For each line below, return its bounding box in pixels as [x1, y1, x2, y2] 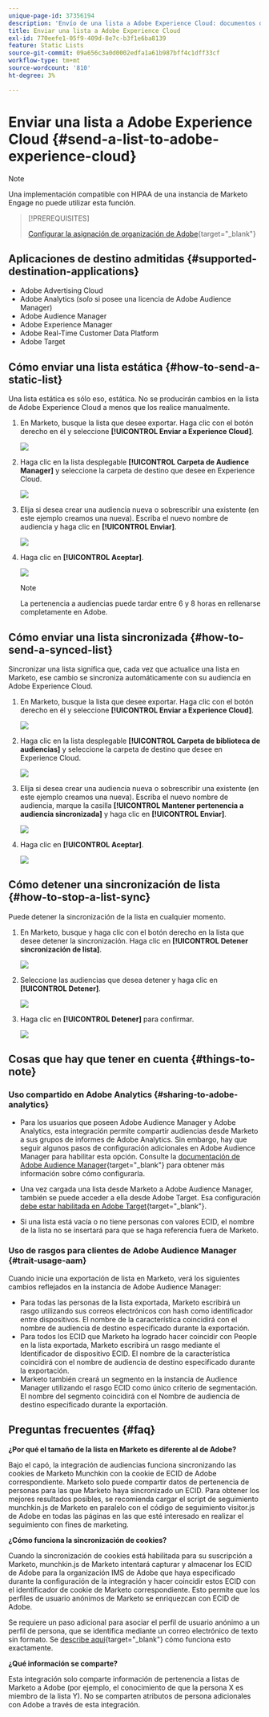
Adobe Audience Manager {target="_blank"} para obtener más [19, 1160, 226, 1170]
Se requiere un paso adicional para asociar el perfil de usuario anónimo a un [8, 1618, 260, 1627]
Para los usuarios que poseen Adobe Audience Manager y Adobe [19, 1117, 236, 1127]
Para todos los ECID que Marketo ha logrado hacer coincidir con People [19, 1331, 258, 1341]
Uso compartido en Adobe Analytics [8, 1089, 152, 1100]
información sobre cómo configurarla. [19, 1168, 146, 1178]
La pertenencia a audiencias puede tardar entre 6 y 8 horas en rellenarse [19, 599, 261, 608]
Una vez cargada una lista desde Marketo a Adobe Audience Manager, [19, 1184, 254, 1194]
